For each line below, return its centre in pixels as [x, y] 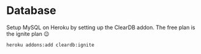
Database [31, 11]
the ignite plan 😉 [28, 33]
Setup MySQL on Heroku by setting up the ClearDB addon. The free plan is [101, 27]
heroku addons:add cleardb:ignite [51, 45]
